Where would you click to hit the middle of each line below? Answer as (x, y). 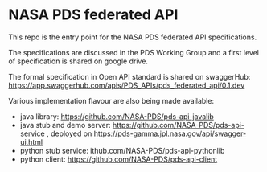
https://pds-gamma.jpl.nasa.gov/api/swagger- (170, 133)
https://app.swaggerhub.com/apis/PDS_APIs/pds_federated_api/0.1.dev (127, 85)
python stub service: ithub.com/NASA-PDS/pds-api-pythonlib (122, 150)
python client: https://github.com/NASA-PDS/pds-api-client (119, 159)
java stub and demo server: (65, 125)
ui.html (31, 141)
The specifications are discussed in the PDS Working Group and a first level (134, 52)
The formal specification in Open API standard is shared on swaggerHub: (129, 76)
